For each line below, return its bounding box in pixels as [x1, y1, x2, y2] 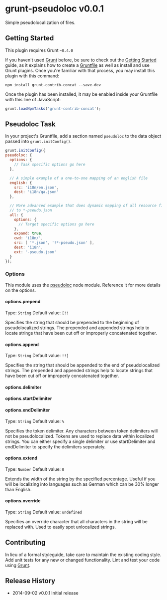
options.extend [5, 455, 38, 461]
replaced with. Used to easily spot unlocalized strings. [5, 524, 116, 530]
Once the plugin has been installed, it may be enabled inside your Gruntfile [5, 91, 158, 97]
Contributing [5, 538, 46, 547]
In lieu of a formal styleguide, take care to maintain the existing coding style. [5, 552, 162, 558]
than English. [5, 486, 32, 492]
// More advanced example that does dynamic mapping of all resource [9, 203, 157, 208]
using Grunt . [5, 562, 31, 568]
